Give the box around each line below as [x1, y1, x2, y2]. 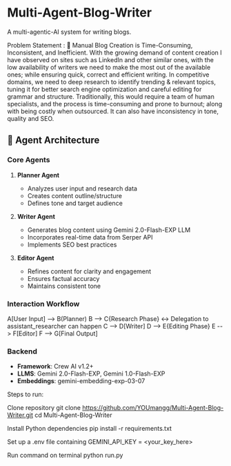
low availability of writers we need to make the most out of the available [7, 63, 211, 71]
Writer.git [7, 411, 33, 419]
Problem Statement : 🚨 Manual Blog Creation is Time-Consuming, [7, 41, 193, 49]
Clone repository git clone [7, 404, 81, 412]
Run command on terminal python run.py [7, 451, 123, 460]
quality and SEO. [7, 114, 54, 122]
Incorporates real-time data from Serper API [27, 233, 153, 241]
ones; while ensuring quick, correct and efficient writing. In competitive [7, 70, 210, 79]
